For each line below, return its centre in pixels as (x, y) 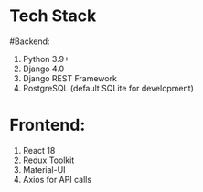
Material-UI (44, 169)
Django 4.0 (43, 69)
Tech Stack (53, 16)
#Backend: (30, 41)
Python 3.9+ (46, 59)
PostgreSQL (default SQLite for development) (108, 88)
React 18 (39, 150)
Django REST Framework (69, 78)
